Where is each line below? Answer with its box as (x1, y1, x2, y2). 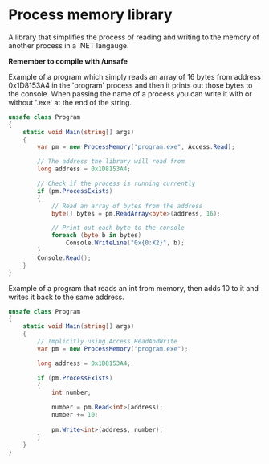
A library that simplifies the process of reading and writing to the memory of (8, 32, 259, 42)
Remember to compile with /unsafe (8, 56, 128, 66)
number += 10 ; (51, 411, 99, 419)
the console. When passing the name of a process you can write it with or (8, 88, 252, 98)
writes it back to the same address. (8, 292, 124, 302)
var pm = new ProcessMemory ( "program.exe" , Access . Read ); (37, 143, 235, 151)
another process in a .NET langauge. (8, 40, 130, 50)
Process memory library (8, 6, 173, 24)
